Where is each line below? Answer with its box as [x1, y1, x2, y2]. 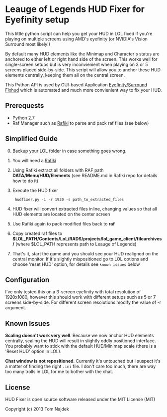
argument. [5, 305, 26, 311]
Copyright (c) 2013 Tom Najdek [5, 406, 70, 412]
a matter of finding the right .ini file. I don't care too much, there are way [5, 363, 156, 370]
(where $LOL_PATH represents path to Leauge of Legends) [15, 241, 137, 247]
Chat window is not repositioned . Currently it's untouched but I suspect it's [5, 358, 161, 364]
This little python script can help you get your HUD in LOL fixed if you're [5, 30, 153, 36]
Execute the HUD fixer [12, 187, 58, 193]
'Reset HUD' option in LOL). [5, 348, 62, 355]
